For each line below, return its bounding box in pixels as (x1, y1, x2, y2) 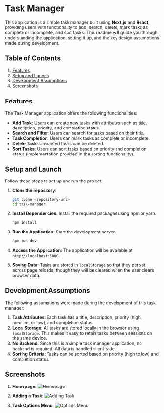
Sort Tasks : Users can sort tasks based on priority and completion (12, 146, 147, 152)
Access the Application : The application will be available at (12, 247, 133, 253)
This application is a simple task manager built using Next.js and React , (5, 19, 150, 25)
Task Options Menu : (12, 402, 54, 408)
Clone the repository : (12, 187, 57, 194)
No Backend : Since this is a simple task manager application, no (12, 340, 142, 346)
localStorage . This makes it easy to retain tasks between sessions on (12, 330, 153, 336)
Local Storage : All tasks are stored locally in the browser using (12, 325, 139, 331)
